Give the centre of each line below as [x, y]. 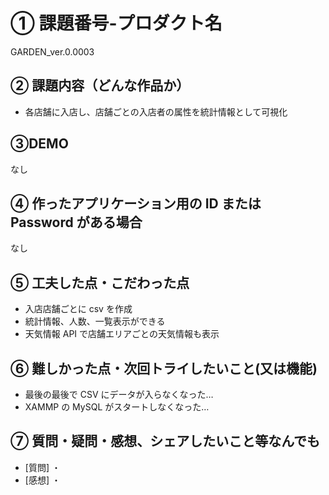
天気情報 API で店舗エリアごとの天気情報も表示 [122, 334]
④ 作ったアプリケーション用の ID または [136, 203]
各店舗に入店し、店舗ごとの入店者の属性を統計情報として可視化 [156, 111]
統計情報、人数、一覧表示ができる [95, 321]
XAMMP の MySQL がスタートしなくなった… [117, 407]
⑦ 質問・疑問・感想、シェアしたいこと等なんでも [165, 441]
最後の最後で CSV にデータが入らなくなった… [119, 394]
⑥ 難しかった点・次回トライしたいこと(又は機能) [164, 368]
